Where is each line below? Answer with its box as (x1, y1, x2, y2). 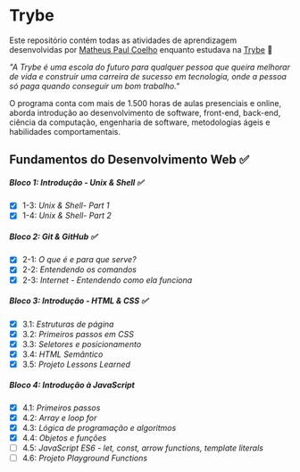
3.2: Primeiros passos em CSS (21, 328, 134, 339)
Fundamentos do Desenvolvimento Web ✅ (9, 153, 250, 168)
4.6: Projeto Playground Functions (21, 452, 148, 464)
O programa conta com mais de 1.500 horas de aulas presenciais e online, (9, 97, 282, 108)
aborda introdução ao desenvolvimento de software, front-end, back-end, (9, 107, 281, 118)
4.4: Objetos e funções (21, 433, 107, 443)
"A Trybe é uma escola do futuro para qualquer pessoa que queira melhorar (9, 62, 290, 72)
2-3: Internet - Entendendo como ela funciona (21, 274, 193, 286)
